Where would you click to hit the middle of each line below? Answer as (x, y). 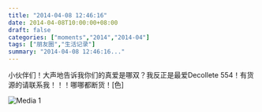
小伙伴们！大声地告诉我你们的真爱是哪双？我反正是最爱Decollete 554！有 (127, 75)
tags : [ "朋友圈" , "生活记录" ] (52, 45)
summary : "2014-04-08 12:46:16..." (67, 52)
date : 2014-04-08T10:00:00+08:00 (63, 23)
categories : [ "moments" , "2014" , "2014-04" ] (79, 37)
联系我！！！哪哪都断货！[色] (77, 85)
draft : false (30, 30)
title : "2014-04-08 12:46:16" (58, 15)
